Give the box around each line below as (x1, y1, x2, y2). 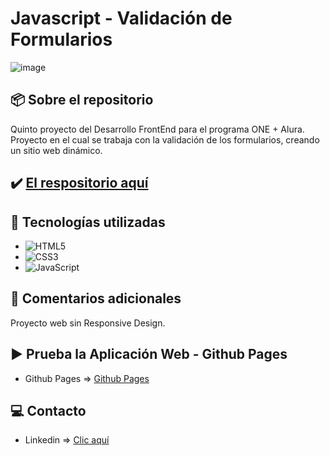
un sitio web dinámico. (10, 144, 103, 156)
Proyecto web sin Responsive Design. (10, 317, 166, 329)
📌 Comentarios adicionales (10, 290, 182, 307)
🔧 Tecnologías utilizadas (10, 213, 166, 231)
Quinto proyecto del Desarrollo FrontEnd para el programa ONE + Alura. (10, 123, 305, 135)
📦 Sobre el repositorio (10, 92, 154, 109)
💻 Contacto (10, 402, 87, 419)
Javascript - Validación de (10, 7, 233, 30)
